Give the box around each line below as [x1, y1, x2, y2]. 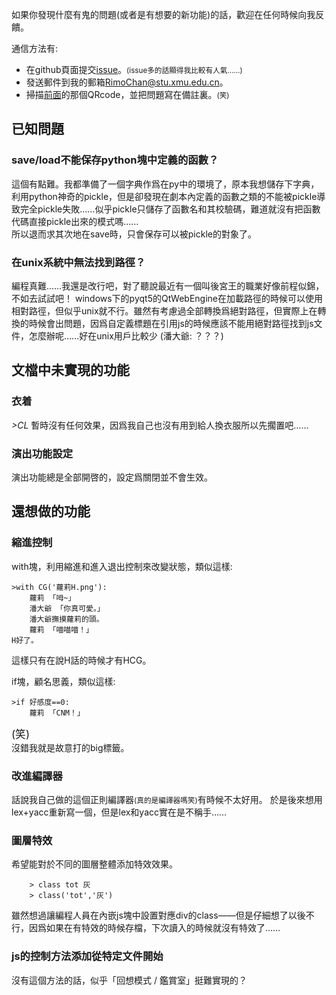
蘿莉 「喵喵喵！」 [29, 624, 94, 635]
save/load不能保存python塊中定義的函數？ [11, 153, 219, 167]
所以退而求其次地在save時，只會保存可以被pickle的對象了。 [11, 228, 257, 240]
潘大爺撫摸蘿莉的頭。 [29, 614, 104, 624]
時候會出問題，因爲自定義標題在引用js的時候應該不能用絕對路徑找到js [28, 317, 314, 329]
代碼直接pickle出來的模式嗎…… [11, 215, 139, 227]
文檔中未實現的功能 [11, 362, 130, 379]
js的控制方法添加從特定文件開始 [11, 949, 164, 963]
